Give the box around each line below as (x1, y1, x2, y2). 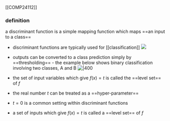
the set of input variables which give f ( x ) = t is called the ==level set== (12, 75, 161, 81)
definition (5, 17, 30, 24)
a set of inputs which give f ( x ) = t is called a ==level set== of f (12, 110, 144, 116)
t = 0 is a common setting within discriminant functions (12, 100, 128, 106)
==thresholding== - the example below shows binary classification (12, 59, 153, 66)
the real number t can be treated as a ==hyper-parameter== (12, 90, 139, 96)
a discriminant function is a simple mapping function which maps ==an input (5, 28, 165, 35)
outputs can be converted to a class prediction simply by (12, 54, 132, 60)
